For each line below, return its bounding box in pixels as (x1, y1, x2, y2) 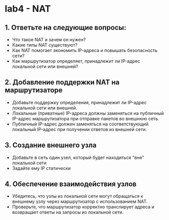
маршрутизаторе (5, 86, 63, 95)
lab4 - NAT (5, 3, 51, 15)
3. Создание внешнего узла (5, 141, 97, 150)
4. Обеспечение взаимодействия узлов (5, 180, 137, 189)
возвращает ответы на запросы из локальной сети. (12, 209, 124, 215)
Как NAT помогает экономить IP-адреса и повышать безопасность (12, 48, 158, 53)
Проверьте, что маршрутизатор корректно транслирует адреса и (12, 204, 155, 210)
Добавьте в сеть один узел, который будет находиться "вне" (12, 154, 145, 160)
